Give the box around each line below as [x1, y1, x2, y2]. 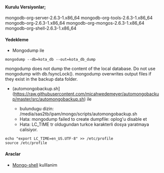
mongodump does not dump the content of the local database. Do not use [5, 66, 156, 71]
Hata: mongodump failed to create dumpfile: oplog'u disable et [19, 116, 147, 122]
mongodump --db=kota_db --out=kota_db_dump [5, 57, 96, 62]
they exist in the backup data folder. [5, 76, 78, 82]
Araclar [5, 151, 21, 157]
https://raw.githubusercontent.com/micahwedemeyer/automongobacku [14, 91, 159, 97]
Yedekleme [5, 36, 29, 42]
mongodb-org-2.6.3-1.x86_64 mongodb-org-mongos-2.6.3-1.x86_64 [5, 20, 145, 26]
